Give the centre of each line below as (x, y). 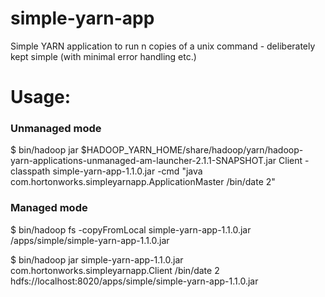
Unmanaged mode (56, 129)
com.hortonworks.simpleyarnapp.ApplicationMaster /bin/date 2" (143, 182)
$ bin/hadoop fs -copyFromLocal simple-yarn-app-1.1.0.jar (131, 229)
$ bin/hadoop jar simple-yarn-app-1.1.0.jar (97, 259)
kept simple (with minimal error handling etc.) (103, 56)
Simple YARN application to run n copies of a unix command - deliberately (163, 46)
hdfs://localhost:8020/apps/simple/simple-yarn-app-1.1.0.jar (134, 281)
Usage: (41, 97)
